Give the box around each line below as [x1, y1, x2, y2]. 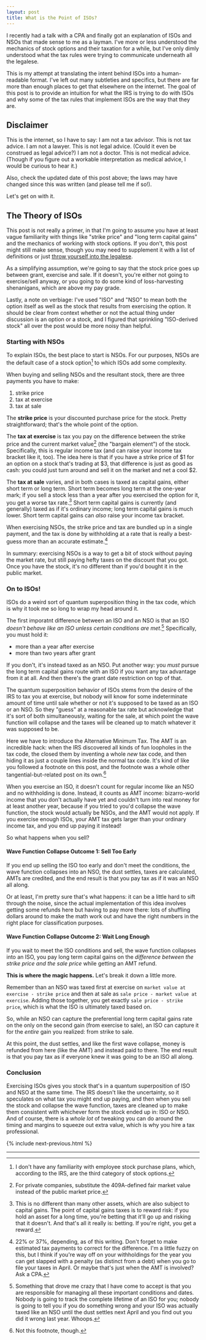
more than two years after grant [15, 649, 96, 657]
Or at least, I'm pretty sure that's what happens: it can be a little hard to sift [6, 893, 196, 900]
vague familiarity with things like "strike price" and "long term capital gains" [6, 233, 197, 241]
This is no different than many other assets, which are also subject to [15, 1200, 190, 1207]
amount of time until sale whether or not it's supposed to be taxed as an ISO [6, 699, 199, 707]
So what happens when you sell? [6, 834, 90, 841]
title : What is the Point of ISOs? [6, 15, 97, 21]
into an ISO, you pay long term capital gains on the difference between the [6, 953, 194, 961]
